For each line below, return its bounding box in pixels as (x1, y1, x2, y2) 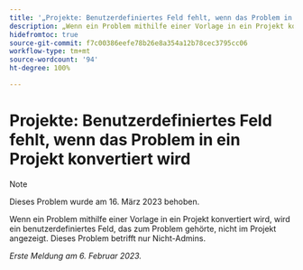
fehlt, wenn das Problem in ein (9, 130, 241, 150)
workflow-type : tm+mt (9, 47, 91, 56)
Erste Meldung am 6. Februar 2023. (9, 250, 142, 261)
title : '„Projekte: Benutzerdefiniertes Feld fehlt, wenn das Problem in (9, 13, 293, 23)
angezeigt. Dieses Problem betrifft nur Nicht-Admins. (9, 232, 206, 244)
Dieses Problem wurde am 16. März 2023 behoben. (9, 196, 200, 207)
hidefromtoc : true (9, 30, 78, 39)
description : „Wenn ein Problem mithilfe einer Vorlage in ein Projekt (9, 22, 284, 31)
